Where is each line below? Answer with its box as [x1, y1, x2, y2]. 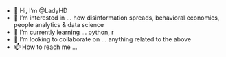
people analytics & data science [13, 21, 104, 28]
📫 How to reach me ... [13, 43, 78, 51]
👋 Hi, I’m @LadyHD [13, 7, 68, 14]
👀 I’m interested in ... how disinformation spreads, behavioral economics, [13, 14, 220, 22]
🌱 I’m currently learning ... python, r [13, 28, 114, 36]
